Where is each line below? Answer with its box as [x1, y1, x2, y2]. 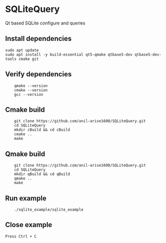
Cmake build [5, 105, 45, 114]
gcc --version [14, 92, 43, 97]
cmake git [18, 56, 39, 61]
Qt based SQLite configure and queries [5, 20, 86, 26]
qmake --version [14, 83, 48, 88]
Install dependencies [5, 34, 72, 43]
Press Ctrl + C [5, 234, 37, 239]
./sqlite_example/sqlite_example [14, 207, 84, 212]
